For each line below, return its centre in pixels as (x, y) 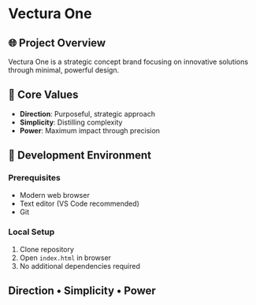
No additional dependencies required (80, 266)
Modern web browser (55, 195)
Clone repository (47, 249)
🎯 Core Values (43, 95)
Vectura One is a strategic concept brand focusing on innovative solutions (128, 61)
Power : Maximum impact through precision (89, 130)
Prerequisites (34, 178)
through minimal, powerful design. (64, 70)
